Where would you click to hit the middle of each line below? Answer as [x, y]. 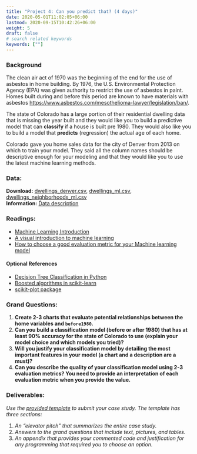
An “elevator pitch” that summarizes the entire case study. [86, 425]
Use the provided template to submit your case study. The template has [93, 408]
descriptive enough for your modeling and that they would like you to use [95, 157]
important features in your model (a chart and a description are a [95, 355]
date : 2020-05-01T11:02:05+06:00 [47, 17]
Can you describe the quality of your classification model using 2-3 [99, 368]
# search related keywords [39, 39]
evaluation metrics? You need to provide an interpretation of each [96, 373]
